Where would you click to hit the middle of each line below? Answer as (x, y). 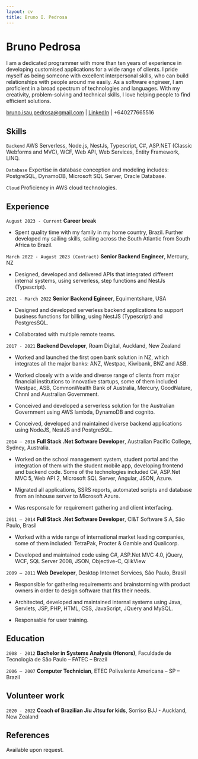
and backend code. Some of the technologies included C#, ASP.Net (98, 472)
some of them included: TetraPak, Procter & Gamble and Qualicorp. (97, 544)
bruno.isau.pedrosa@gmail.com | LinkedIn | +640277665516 (80, 113)
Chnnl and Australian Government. (57, 394)
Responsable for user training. (52, 620)
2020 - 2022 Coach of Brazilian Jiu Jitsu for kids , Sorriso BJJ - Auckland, (96, 710)
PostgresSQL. (31, 323)
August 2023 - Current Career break (51, 221)
